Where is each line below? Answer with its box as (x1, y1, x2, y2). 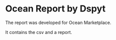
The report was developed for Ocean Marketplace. (5, 19, 112, 25)
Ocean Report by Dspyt (5, 3, 106, 14)
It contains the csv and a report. (5, 29, 72, 35)
